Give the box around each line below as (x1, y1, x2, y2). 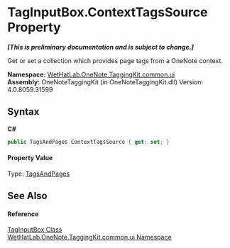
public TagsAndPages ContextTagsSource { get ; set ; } (7, 138, 170, 145)
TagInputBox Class (7, 225, 62, 234)
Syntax (7, 106, 40, 118)
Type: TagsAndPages (7, 169, 70, 178)
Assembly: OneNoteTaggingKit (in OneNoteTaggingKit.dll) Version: (7, 77, 204, 86)
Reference (7, 210, 39, 218)
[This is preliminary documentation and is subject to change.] (7, 43, 194, 51)
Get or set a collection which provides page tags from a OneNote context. (7, 56, 224, 64)
